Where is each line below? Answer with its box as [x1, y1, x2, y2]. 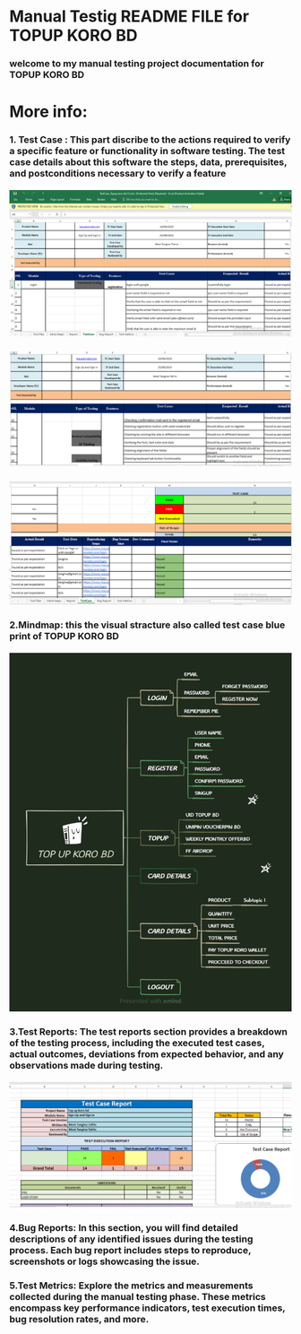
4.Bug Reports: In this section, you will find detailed [9, 1222, 239, 1234]
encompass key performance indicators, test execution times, [9, 1302, 286, 1314]
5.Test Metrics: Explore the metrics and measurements [9, 1279, 254, 1292]
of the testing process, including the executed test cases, [9, 1037, 265, 1050]
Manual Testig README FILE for [9, 6, 249, 27]
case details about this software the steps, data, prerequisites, [9, 156, 288, 169]
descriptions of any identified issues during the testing [9, 1233, 254, 1245]
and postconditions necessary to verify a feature [9, 168, 227, 180]
